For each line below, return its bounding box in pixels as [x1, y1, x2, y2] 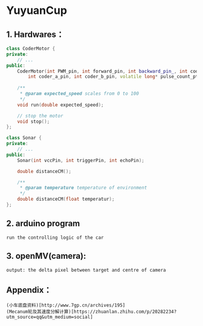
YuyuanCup [6, 4, 68, 18]
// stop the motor [17, 112, 63, 119]
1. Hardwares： [6, 29, 65, 39]
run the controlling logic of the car [6, 234, 104, 241]
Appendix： [6, 285, 52, 295]
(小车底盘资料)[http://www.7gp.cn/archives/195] [6, 302, 126, 308]
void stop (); [17, 119, 50, 125]
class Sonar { [6, 135, 42, 141]
